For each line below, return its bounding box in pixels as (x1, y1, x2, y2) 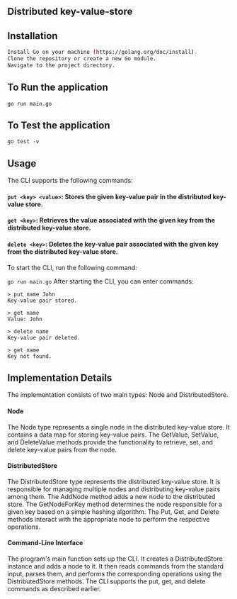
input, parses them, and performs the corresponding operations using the (7, 570, 222, 578)
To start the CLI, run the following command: (7, 263, 138, 271)
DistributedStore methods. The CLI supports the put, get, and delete (7, 577, 206, 586)
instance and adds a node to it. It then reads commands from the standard (7, 562, 224, 571)
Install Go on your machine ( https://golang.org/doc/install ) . (7, 49, 198, 56)
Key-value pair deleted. (7, 334, 81, 341)
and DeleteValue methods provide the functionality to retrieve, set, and (7, 437, 214, 446)
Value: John (7, 315, 42, 323)
